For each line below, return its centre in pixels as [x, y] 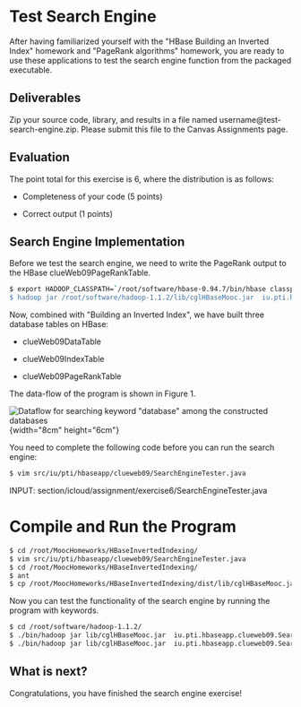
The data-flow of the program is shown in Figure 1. [103, 394]
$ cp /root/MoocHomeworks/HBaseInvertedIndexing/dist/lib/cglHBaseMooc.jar [154, 584]
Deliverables [45, 98]
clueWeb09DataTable [61, 341]
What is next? [48, 672]
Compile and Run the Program [123, 527]
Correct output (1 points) [68, 213]
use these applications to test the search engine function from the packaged [150, 60]
